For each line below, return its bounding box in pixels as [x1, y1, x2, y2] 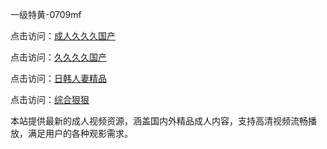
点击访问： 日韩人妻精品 [10, 73, 107, 84]
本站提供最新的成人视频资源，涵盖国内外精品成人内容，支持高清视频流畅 [10, 115, 308, 127]
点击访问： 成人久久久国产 [10, 30, 116, 42]
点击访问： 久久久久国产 [10, 51, 107, 63]
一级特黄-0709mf [10, 9, 82, 20]
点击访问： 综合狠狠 [10, 94, 90, 105]
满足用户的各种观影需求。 [27, 128, 133, 139]
